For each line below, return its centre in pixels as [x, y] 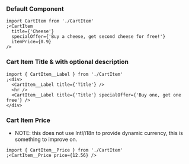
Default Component [35, 9]
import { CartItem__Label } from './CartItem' [65, 74]
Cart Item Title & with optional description [68, 62]
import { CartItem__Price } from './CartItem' [65, 150]
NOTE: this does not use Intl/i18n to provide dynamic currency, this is [99, 133]
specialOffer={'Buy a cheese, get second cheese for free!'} [89, 37]
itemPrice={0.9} [31, 42]
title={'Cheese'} [33, 31]
